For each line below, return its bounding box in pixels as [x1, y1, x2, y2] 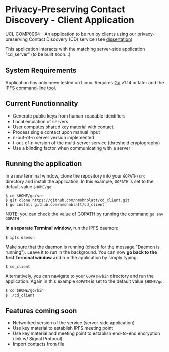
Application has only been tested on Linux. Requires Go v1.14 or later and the [5, 79, 164, 85]
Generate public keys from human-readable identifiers [12, 112, 126, 119]
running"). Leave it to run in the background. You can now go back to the [5, 249, 157, 255]
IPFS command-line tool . [5, 85, 57, 91]
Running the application [5, 159, 82, 168]
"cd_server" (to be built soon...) [5, 51, 71, 57]
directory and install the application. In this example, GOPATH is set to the [5, 178, 154, 185]
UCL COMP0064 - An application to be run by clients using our [5, 31, 137, 37]
